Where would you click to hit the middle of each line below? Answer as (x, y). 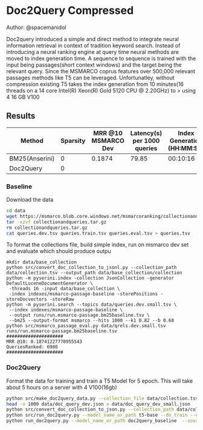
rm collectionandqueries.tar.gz (47, 228)
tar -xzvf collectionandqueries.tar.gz (56, 222)
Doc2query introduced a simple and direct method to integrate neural (93, 39)
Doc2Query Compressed (70, 11)
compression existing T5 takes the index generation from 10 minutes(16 (95, 84)
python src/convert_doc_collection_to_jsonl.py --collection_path (92, 268)
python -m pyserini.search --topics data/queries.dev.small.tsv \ (92, 305)
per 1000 (146, 141)
